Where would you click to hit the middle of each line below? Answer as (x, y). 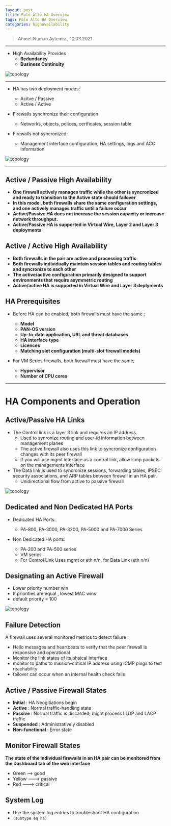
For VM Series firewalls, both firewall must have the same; (74, 361)
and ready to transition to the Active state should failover (74, 197)
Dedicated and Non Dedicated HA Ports (69, 507)
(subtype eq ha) (30, 818)
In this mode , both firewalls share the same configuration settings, (85, 203)
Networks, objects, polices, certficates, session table (76, 124)
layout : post (19, 10)
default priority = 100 (35, 599)
